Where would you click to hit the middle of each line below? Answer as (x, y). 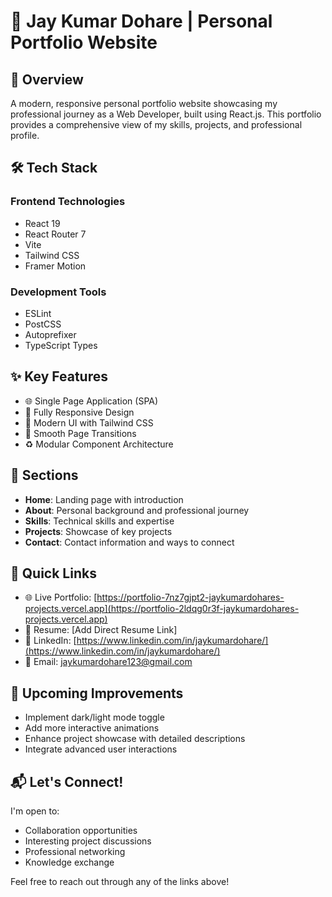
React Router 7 (55, 234)
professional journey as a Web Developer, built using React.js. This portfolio (166, 114)
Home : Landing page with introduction (104, 499)
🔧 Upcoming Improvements (97, 693)
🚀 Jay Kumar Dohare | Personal (141, 21)
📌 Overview (47, 79)
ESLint (38, 313)
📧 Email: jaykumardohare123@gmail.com (108, 662)
